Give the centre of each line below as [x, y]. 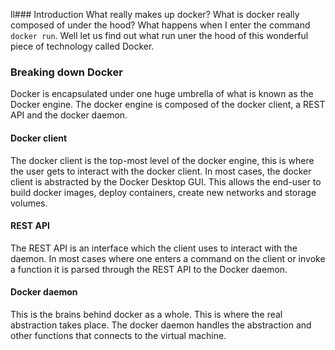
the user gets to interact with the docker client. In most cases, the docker [161, 171]
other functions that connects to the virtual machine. [118, 335]
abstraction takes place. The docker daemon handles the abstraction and [161, 325]
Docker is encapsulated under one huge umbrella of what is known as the [162, 94]
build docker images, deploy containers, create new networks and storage [163, 192]
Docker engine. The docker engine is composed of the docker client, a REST [168, 105]
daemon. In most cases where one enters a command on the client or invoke [168, 258]
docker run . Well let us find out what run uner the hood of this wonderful [159, 35]
